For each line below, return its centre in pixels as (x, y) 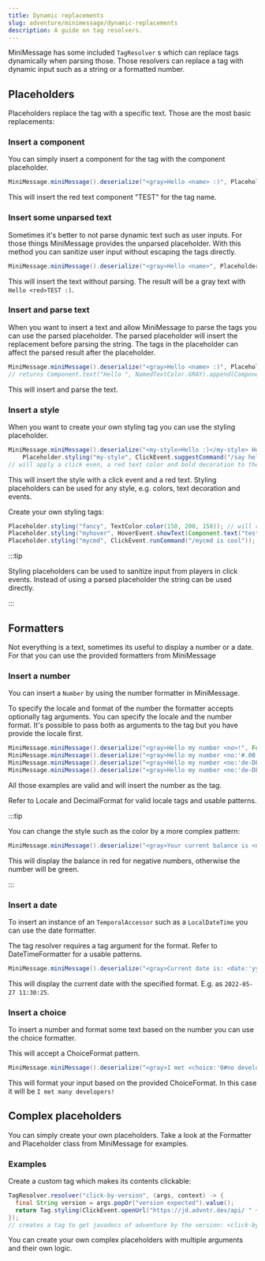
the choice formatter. (42, 1038)
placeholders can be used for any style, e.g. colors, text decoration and (124, 488)
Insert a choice (37, 1012)
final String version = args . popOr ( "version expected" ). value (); (125, 1203)
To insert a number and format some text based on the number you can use (131, 1030)
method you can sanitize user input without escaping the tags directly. (122, 251)
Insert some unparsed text (60, 218)
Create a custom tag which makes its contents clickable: (100, 1181)
